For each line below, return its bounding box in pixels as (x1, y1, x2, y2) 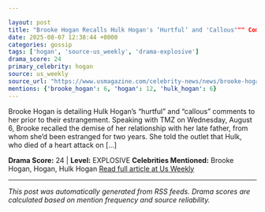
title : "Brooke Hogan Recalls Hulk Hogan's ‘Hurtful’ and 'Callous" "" (8, 25, 245, 34)
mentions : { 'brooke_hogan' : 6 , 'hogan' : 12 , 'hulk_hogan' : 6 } (8, 85, 217, 93)
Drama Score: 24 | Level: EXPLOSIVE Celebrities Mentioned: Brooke (8, 155, 234, 165)
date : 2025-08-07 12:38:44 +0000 (8, 33, 118, 41)
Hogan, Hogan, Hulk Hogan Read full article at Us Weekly (8, 164, 195, 173)
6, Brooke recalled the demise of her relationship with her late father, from (8, 123, 248, 133)
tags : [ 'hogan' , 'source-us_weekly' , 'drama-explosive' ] (8, 48, 200, 56)
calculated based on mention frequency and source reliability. (8, 195, 211, 204)
